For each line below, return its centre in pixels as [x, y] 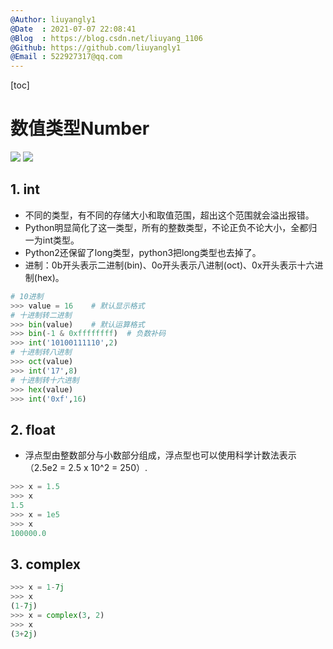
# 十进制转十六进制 [45, 380]
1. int [25, 189]
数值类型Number [80, 128]
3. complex [46, 564]
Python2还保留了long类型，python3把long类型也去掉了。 [143, 252]
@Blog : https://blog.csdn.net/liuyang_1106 [106, 38]
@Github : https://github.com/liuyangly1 [96, 47]
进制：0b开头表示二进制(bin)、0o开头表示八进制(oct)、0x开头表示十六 [169, 265]
